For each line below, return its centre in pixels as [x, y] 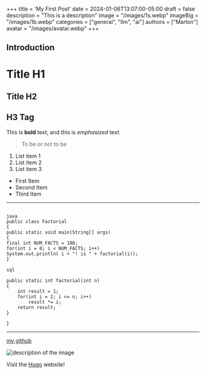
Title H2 [22, 97]
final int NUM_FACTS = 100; [42, 243]
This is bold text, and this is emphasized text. [63, 132]
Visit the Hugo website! [36, 364]
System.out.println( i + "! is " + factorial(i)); [72, 254]
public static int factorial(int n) [53, 280]
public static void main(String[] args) [59, 232]
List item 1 [28, 156]
